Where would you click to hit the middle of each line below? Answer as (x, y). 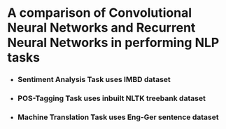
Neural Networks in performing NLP (113, 43)
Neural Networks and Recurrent (101, 28)
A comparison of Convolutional (100, 13)
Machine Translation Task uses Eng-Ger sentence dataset (118, 117)
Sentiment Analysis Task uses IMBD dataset (94, 80)
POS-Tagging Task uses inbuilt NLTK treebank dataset (112, 98)
